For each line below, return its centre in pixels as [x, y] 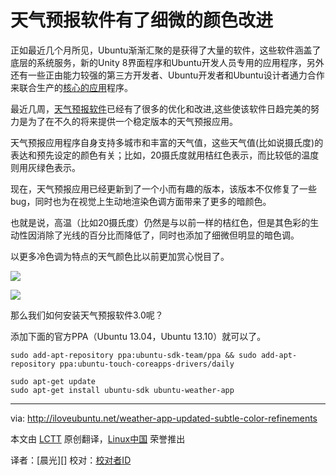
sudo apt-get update [53, 381]
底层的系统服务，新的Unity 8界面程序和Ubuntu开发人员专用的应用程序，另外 [167, 62]
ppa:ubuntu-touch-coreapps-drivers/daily [147, 364]
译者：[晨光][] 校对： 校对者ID [71, 460]
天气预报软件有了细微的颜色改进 [142, 20]
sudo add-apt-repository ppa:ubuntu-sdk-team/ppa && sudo [133, 355]
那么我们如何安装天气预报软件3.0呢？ [87, 315]
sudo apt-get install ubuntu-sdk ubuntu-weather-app [122, 390]
